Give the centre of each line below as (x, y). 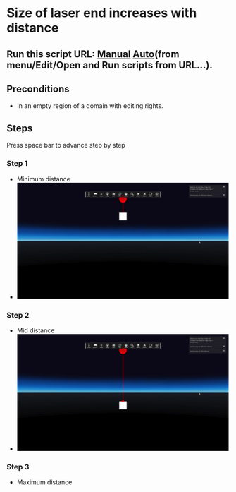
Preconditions (38, 89)
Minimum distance (44, 179)
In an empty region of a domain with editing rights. (90, 106)
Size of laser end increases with (102, 13)
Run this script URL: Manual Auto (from (93, 54)
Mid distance (36, 330)
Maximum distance (44, 482)
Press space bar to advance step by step (66, 145)
